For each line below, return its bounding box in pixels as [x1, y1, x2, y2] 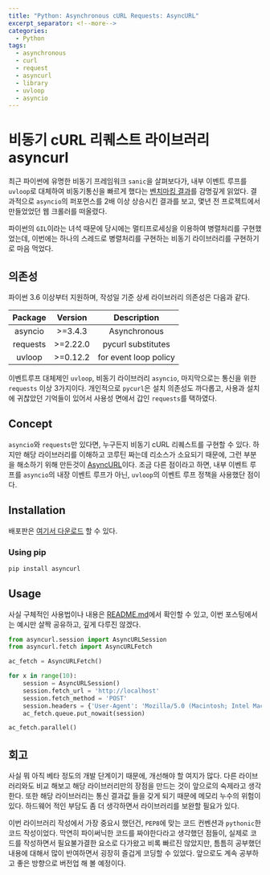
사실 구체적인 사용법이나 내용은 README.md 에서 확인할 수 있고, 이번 [8, 609, 223, 619]
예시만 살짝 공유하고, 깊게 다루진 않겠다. [16, 619, 141, 629]
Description [113, 312, 159, 322]
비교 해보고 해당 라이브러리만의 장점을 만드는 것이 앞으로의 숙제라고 [35, 781, 247, 791]
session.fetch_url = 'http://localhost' [22, 687, 160, 695]
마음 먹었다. [16, 244, 54, 253]
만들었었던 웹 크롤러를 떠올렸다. [8, 207, 108, 216]
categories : [8, 27, 48, 35]
